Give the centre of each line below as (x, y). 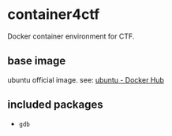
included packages (55, 105)
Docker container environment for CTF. (71, 36)
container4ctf (54, 15)
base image (37, 61)
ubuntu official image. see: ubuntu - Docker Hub (86, 79)
